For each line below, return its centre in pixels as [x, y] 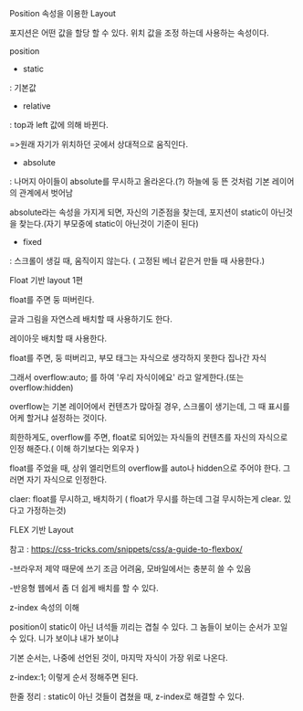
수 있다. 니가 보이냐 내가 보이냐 [64, 638]
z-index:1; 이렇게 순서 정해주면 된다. [74, 677]
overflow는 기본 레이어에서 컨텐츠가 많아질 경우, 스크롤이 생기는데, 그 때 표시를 [150, 406]
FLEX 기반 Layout [42, 530]
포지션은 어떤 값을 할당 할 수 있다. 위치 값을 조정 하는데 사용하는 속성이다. [139, 33]
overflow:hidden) [42, 387]
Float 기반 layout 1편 [47, 280]
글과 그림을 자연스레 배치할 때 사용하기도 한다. [91, 319]
